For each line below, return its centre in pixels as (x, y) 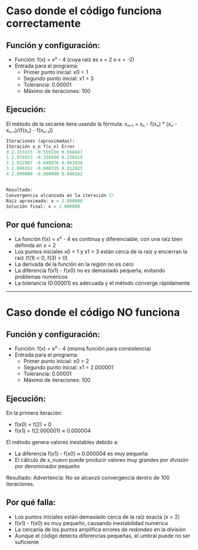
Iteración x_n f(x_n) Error (41, 146)
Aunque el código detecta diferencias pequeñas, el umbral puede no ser (102, 535)
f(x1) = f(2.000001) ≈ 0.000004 (53, 431)
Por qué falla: (31, 502)
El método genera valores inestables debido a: (62, 442)
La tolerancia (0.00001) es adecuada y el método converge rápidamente (102, 283)
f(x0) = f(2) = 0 (33, 424)
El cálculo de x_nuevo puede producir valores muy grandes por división (101, 460)
